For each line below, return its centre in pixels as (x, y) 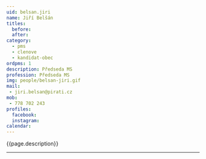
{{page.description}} (32, 144)
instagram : (26, 120)
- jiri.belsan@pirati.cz (40, 92)
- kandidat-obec (32, 58)
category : (19, 41)
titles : (16, 23)
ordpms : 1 (19, 63)
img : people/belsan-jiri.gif (44, 80)
